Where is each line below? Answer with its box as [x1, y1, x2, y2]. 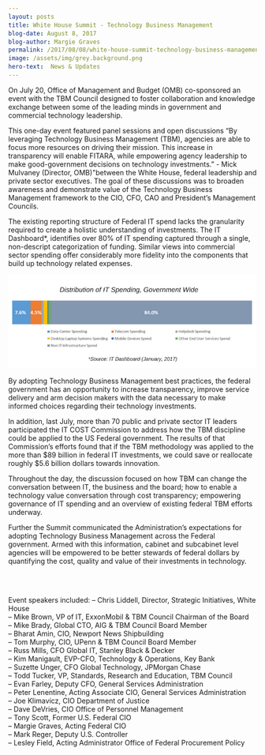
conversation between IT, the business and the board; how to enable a [8, 482, 237, 491]
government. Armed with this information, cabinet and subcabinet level [8, 539, 239, 549]
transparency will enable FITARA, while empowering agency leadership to [8, 151, 248, 160]
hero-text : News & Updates [8, 63, 101, 71]
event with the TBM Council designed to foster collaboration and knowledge [8, 93, 256, 103]
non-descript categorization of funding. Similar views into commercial [8, 242, 235, 251]
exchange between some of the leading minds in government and [8, 102, 222, 111]
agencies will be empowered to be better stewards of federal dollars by [8, 547, 240, 557]
